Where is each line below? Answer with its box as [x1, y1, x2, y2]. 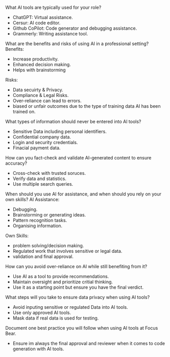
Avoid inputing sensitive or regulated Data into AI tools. [12, 304, 129, 310]
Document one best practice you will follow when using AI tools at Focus [5, 325, 158, 331]
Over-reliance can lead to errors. [12, 97, 82, 104]
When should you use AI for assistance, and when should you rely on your [5, 191, 162, 197]
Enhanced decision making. [12, 62, 71, 67]
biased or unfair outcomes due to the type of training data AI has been [12, 103, 161, 109]
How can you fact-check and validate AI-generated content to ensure [5, 155, 152, 161]
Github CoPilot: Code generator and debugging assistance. [12, 25, 137, 31]
